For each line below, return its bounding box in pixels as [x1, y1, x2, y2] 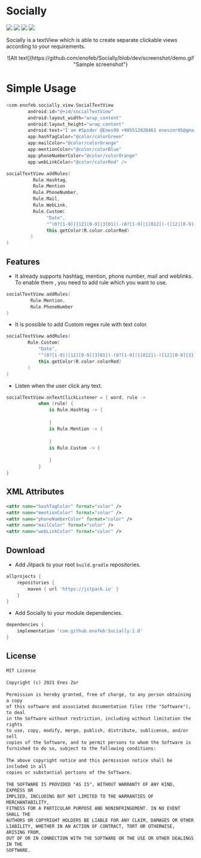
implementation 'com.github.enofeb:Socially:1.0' [17, 628, 144, 634]
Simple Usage [6, 82, 77, 95]
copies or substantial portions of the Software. [6, 769, 133, 775]
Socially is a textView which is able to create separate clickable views [6, 36, 178, 43]
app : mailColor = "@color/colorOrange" [28, 140, 119, 146]
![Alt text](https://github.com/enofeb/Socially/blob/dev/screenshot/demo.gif [7, 54, 194, 61]
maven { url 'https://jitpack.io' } [28, 586, 119, 592]
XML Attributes [6, 487, 65, 497]
